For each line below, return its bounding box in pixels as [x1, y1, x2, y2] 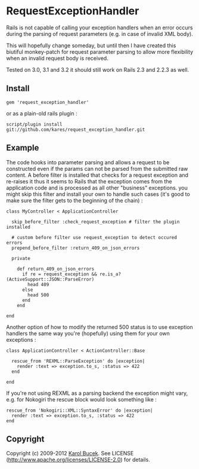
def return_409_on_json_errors [17, 266, 95, 272]
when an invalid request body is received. [6, 54, 108, 62]
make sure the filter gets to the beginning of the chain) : [6, 197, 143, 204]
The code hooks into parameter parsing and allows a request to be [6, 158, 170, 165]
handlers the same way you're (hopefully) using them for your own [6, 330, 170, 337]
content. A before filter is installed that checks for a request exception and [6, 171, 189, 179]
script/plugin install [6, 121, 63, 127]
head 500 [27, 292, 49, 298]
